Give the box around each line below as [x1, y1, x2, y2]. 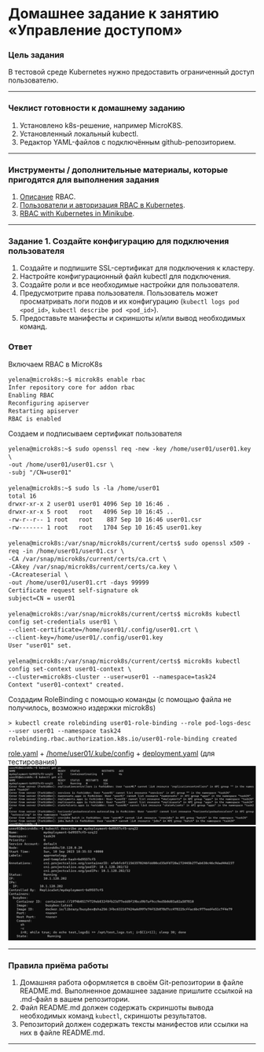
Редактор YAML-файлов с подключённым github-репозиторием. [19, 137, 236, 146]
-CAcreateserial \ [8, 571, 68, 579]
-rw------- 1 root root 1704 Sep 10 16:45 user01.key [8, 524, 202, 532]
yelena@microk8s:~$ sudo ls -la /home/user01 [8, 484, 159, 492]
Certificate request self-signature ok [8, 587, 139, 594]
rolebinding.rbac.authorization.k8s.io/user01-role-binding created [8, 734, 237, 743]
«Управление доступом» [8, 21, 183, 39]
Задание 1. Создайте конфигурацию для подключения [8, 236, 229, 246]
